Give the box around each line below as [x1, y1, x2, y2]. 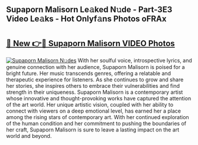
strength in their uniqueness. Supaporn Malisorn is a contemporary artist [6, 88, 183, 95]
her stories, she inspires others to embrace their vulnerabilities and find [6, 83, 180, 89]
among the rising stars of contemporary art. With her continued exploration [6, 114, 189, 120]
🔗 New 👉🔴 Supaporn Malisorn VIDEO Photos [6, 38, 176, 48]
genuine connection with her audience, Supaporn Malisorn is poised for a [6, 64, 185, 70]
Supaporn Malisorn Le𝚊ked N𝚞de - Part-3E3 [6, 5, 173, 15]
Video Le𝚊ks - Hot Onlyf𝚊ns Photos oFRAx [6, 14, 167, 24]
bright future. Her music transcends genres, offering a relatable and [6, 70, 171, 77]
